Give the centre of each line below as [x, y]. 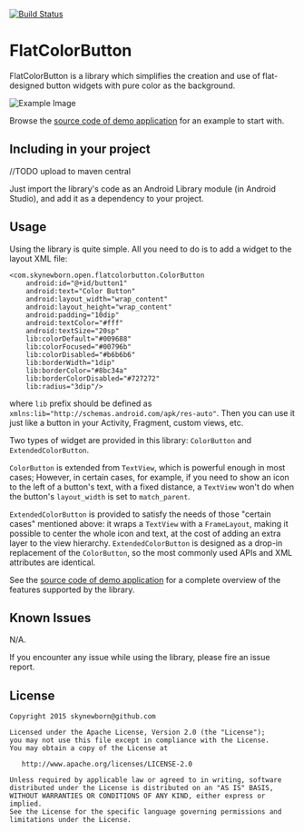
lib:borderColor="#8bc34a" [77, 371]
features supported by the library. [72, 589]
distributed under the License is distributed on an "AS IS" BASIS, [142, 788]
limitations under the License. [70, 820]
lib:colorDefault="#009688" [78, 339]
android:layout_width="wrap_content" [97, 299]
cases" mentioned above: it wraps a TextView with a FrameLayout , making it [149, 523]
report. [22, 667]
